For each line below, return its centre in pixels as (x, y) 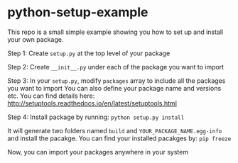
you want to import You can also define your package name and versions (114, 88)
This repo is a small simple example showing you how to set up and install (115, 32)
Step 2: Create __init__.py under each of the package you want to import (116, 67)
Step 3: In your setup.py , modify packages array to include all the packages (117, 80)
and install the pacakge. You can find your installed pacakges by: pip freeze (119, 138)
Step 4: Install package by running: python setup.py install (96, 117)
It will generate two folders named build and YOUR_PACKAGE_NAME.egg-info (115, 130)
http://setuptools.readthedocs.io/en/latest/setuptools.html (92, 103)
